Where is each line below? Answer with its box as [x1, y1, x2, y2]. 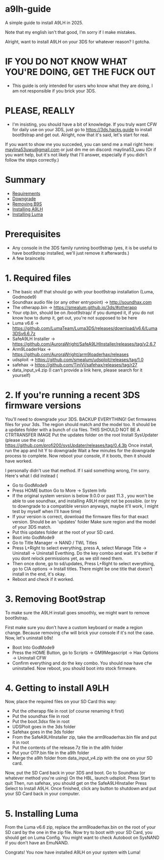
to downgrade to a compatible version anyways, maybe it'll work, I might [12, 503, 159, 509]
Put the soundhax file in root [12, 714, 70, 719]
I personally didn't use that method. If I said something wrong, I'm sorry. [5, 467, 150, 473]
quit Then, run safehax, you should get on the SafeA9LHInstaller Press [5, 780, 147, 786]
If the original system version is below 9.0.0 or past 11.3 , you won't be [12, 492, 154, 498]
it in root [12, 740, 29, 745]
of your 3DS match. [12, 524, 52, 530]
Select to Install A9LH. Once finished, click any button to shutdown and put [5, 785, 157, 792]
